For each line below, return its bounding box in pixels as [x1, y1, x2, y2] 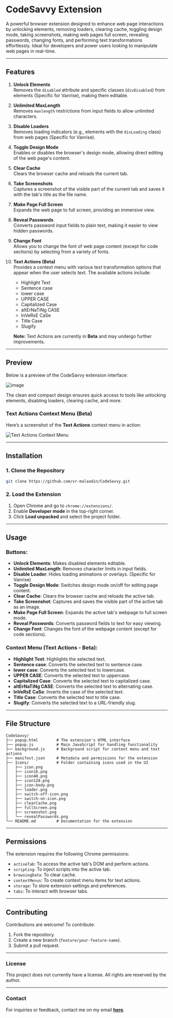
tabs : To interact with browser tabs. [13, 888, 89, 895]
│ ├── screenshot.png [6, 809, 57, 815]
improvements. [13, 338, 45, 345]
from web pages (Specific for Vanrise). [13, 134, 95, 140]
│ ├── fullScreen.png [6, 805, 57, 810]
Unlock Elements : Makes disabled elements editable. [13, 560, 126, 566]
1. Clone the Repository [6, 467, 65, 474]
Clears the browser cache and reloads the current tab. [13, 170, 128, 176]
